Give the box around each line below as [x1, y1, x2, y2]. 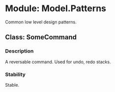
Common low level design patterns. [5, 19, 77, 25]
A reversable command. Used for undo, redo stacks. [5, 59, 111, 65]
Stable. [5, 82, 20, 88]
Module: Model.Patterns [5, 3, 107, 14]
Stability [5, 71, 26, 78]
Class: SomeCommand [5, 33, 77, 41]
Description [5, 48, 34, 55]
